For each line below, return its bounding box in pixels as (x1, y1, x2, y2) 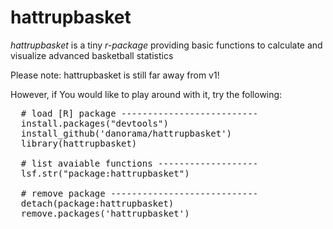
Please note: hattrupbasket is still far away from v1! (10, 69, 220, 81)
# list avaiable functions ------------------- (20, 157, 259, 169)
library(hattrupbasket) (20, 137, 138, 149)
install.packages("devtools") (20, 117, 169, 129)
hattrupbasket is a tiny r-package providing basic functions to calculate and (10, 39, 323, 51)
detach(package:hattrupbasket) (20, 197, 175, 209)
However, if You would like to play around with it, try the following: (10, 88, 283, 100)
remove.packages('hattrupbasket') (20, 207, 190, 219)
